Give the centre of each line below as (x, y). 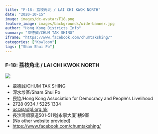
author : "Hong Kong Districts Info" (43, 28)
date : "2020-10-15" (25, 14)
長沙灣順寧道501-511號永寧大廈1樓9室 (51, 115)
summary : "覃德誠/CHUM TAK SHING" (40, 33)
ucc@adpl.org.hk (30, 109)
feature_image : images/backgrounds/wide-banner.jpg (60, 24)
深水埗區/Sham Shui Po (36, 92)
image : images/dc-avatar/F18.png (40, 19)
